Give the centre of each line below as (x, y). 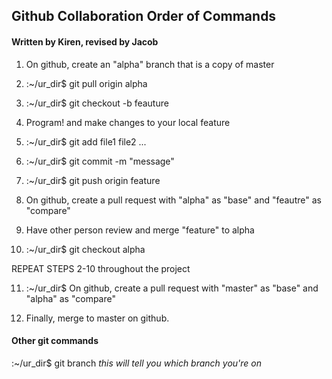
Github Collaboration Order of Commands (144, 16)
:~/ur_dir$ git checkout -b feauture (97, 103)
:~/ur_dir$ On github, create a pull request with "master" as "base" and (172, 288)
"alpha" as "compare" (70, 298)
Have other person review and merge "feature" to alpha (140, 230)
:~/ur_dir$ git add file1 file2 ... (86, 141)
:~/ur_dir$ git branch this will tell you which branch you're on (137, 363)
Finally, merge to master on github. (97, 318)
